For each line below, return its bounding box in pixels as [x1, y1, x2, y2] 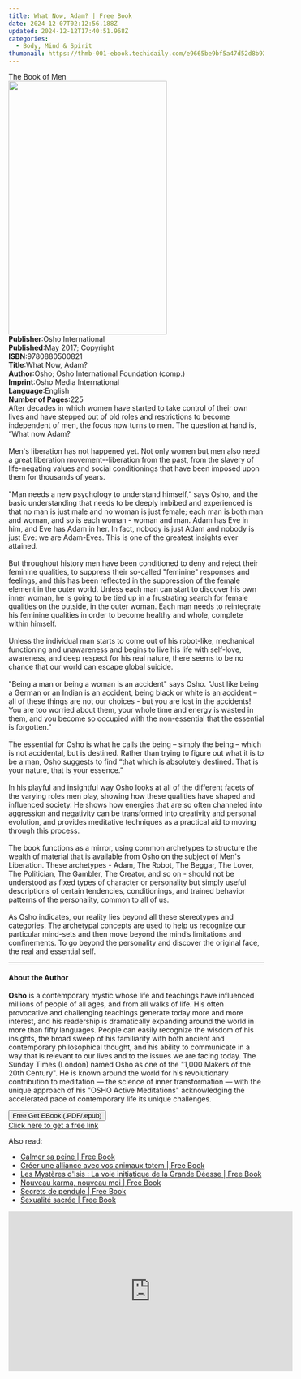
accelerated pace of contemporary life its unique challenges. [8, 1094, 213, 1104]
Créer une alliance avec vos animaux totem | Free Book [19, 1161, 205, 1170]
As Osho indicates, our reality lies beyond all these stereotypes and [8, 912, 234, 921]
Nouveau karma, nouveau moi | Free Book [19, 1178, 161, 1187]
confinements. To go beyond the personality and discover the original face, [8, 938, 260, 947]
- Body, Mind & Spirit [15, 42, 92, 50]
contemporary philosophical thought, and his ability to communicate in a [8, 1042, 250, 1052]
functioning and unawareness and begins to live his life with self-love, [8, 644, 242, 654]
